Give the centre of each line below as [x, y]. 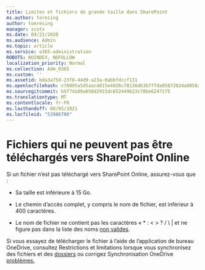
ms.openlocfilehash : [33, 86]
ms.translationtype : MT [37, 97]
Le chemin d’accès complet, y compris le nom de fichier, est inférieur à [104, 205]
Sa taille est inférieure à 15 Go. [53, 192]
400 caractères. [35, 211]
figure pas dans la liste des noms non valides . [73, 229]
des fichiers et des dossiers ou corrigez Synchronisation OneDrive [90, 254]
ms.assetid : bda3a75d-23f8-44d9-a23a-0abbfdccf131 [72, 80]
